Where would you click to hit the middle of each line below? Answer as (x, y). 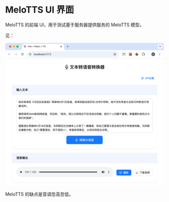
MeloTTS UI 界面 (40, 10)
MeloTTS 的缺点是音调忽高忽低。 (39, 194)
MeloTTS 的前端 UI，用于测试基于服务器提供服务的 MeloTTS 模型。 (75, 25)
